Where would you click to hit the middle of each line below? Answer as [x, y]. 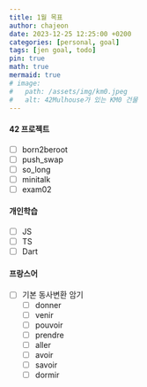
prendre [49, 335]
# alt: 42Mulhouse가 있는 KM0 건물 [73, 100]
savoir [46, 365]
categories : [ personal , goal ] [65, 42]
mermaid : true [35, 75]
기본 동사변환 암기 [52, 295]
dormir [47, 375]
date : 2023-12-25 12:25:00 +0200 [70, 34]
